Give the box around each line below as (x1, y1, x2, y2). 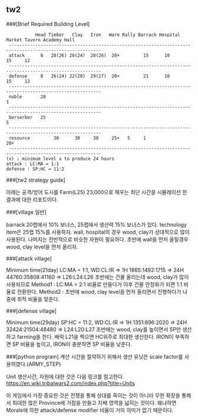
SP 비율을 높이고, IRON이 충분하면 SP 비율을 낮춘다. (12, 341, 133, 348)
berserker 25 (8, 114, 46, 120)
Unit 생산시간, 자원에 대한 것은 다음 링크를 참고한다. (6, 373, 124, 380)
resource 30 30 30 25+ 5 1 (8, 135, 146, 141)
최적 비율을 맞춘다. (16, 295, 60, 303)
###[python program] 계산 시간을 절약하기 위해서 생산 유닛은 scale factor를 (6, 353, 183, 360)
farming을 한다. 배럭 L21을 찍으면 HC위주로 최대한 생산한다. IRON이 (16, 333, 174, 340)
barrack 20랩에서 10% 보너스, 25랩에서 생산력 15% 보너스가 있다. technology (6, 221, 187, 228)
